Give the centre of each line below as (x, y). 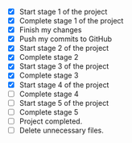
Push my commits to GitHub (65, 39)
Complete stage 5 (49, 111)
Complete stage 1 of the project (71, 21)
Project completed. (51, 121)
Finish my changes (50, 30)
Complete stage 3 (49, 75)
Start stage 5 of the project (64, 103)
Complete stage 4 (49, 94)
